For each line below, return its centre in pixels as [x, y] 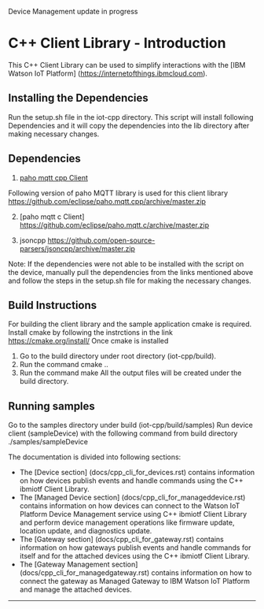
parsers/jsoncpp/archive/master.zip [77, 248]
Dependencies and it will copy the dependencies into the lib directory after [129, 125]
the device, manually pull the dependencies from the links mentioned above [131, 272]
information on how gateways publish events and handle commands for [135, 548]
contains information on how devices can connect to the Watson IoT [130, 506]
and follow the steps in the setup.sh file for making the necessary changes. [130, 280]
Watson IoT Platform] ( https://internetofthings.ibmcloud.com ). [108, 73]
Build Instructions [53, 305]
